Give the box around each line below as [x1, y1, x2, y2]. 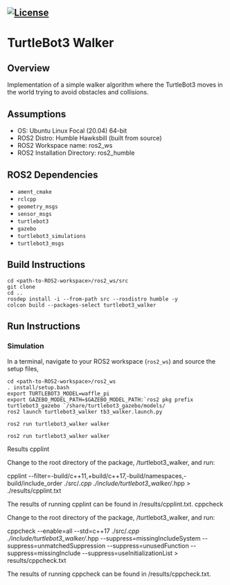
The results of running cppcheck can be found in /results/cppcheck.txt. [7, 570, 211, 578]
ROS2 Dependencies [7, 169, 98, 180]
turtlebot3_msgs [17, 240, 64, 247]
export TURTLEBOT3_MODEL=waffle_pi [7, 390, 110, 397]
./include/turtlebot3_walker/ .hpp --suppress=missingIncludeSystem [7, 534, 201, 542]
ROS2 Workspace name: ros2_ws [17, 142, 113, 150]
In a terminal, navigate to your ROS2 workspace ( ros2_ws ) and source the [7, 357, 216, 365]
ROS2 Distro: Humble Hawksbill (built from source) [17, 134, 162, 142]
